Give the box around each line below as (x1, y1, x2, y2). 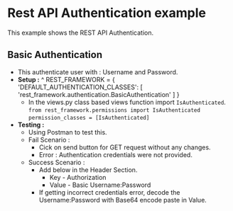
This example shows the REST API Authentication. (7, 28, 154, 37)
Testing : (17, 120, 45, 129)
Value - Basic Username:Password (49, 181, 151, 189)
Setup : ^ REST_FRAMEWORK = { (17, 75, 115, 84)
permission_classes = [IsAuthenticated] (28, 114, 150, 121)
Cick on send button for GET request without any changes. (38, 143, 211, 152)
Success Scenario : (28, 158, 85, 166)
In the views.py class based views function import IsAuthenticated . (28, 98, 226, 106)
